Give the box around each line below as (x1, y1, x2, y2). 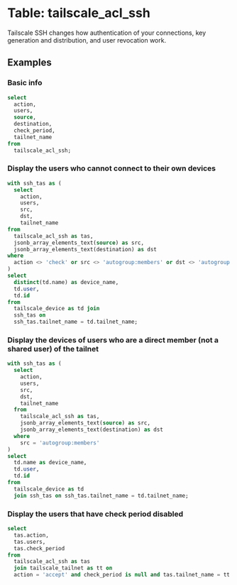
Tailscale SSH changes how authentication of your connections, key (7, 28, 206, 37)
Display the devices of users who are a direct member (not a (7, 335, 219, 345)
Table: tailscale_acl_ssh (7, 5, 150, 21)
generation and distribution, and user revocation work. (7, 35, 167, 44)
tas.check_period (13, 545, 65, 552)
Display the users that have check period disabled (7, 509, 184, 519)
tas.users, (13, 538, 46, 545)
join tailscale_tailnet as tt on (13, 564, 113, 572)
